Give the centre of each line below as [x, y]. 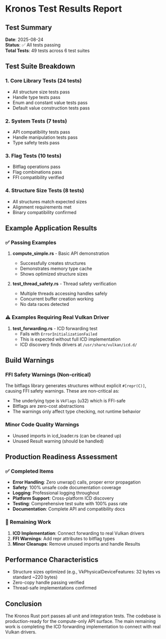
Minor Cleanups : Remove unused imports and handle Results [76, 544]
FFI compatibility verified [38, 178]
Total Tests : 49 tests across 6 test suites [48, 50]
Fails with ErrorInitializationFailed [59, 334]
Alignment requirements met [42, 207]
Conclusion [24, 604]
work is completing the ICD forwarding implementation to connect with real [83, 627]
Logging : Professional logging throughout [56, 493]
